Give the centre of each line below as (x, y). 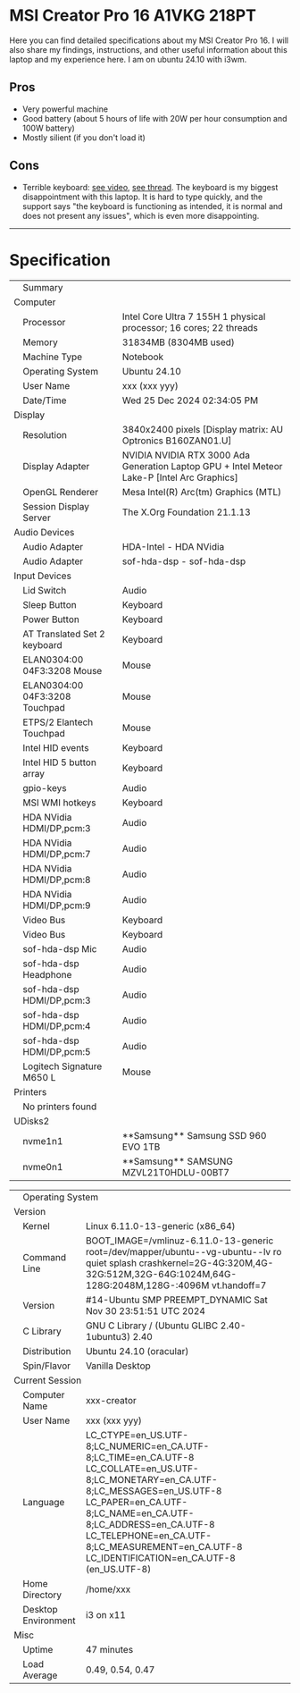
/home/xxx (108, 1589)
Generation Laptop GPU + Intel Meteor (202, 466)
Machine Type (53, 357)
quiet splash (111, 1263)
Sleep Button (50, 604)
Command (45, 1257)
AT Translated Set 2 (64, 634)
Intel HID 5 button (59, 762)
